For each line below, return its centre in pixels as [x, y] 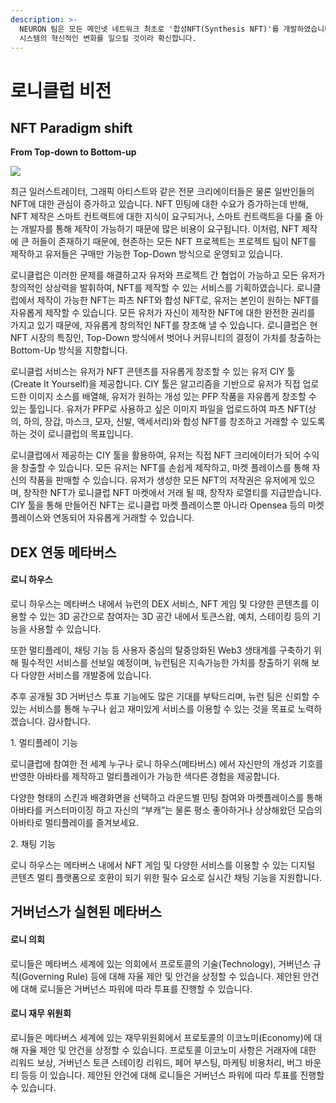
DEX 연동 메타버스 [63, 552]
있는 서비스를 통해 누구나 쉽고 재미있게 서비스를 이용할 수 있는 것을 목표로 [153, 708]
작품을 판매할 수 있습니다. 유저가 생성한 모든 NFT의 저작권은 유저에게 [162, 480]
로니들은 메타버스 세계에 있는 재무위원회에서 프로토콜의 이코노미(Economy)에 [161, 1037]
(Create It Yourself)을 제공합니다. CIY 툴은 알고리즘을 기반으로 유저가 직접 [155, 384]
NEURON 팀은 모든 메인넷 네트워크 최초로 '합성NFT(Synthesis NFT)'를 [149, 29]
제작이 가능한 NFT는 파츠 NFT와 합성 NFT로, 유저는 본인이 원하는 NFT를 [178, 300]
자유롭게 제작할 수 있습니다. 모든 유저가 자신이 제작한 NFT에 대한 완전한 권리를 [163, 313]
